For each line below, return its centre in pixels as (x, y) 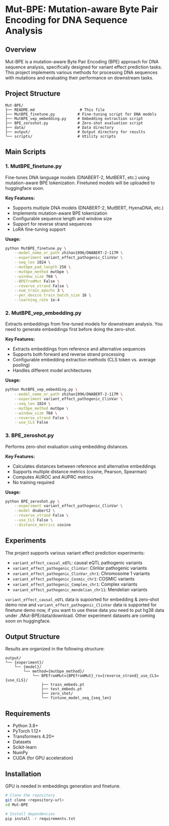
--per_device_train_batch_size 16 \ (53, 295)
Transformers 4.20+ (33, 736)
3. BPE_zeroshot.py (30, 435)
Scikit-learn (24, 747)
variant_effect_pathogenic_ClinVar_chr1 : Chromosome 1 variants (81, 573)
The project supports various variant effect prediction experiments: (75, 553)
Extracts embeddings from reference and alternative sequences (79, 349)
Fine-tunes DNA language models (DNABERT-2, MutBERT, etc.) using (77, 177)
